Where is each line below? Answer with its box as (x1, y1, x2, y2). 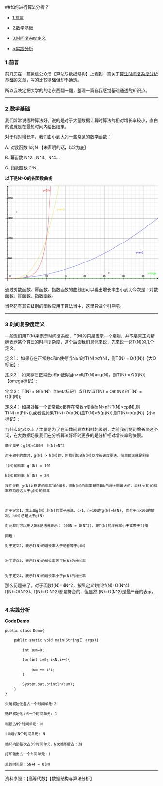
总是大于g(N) (21, 513, 45, 519)
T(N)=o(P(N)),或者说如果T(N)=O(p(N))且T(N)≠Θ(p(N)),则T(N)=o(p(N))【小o (5, 410, 156, 416)
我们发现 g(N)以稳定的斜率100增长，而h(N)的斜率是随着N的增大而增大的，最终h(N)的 (5, 484, 154, 488)
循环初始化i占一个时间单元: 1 (5, 711, 57, 716)
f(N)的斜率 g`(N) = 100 (5, 463, 51, 468)
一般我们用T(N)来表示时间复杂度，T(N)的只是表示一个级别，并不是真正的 (5, 333, 151, 339)
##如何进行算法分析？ (5, 4, 49, 10)
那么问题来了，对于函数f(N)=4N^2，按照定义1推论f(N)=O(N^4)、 (5, 582, 134, 588)
